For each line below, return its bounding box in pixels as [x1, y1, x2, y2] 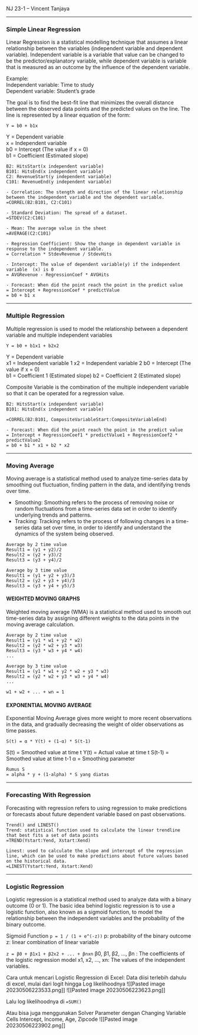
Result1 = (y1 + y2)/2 [6, 547, 62, 553]
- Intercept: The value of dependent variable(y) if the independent [6, 262, 181, 268]
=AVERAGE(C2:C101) [6, 231, 51, 236]
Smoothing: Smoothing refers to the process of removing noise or [14, 498, 174, 506]
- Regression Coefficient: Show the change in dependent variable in [6, 241, 181, 247]
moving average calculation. [6, 621, 75, 628]
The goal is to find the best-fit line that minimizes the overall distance [6, 99, 174, 106]
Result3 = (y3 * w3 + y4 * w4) [6, 648, 83, 654]
